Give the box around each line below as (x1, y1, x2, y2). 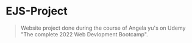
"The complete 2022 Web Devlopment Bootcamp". (20, 30, 149, 38)
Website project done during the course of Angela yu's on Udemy (20, 24, 186, 31)
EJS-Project (5, 4, 68, 18)
